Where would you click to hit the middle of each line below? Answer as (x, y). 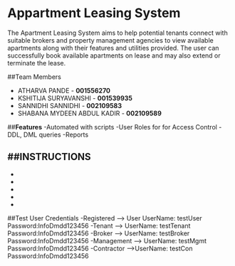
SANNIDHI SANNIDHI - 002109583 (70, 105)
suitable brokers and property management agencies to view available (110, 40)
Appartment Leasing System (94, 13)
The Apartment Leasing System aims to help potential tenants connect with (117, 33)
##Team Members (35, 77)
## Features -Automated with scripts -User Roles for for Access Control (112, 127)
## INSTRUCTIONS (49, 157)
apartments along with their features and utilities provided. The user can (113, 48)
